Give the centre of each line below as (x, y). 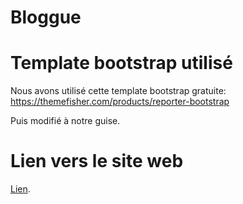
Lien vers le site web (97, 161)
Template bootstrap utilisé (121, 63)
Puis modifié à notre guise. (65, 121)
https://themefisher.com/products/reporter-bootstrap (120, 102)
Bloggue (46, 17)
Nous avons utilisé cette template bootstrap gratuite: (118, 91)
